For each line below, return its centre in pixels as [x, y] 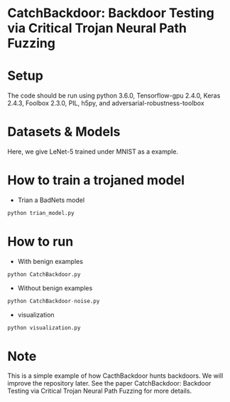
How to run [40, 242]
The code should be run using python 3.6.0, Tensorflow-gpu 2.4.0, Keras [114, 96]
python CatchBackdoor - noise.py [54, 301]
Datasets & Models [64, 132]
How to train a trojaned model [96, 180]
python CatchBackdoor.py [44, 274]
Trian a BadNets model [51, 200]
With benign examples [50, 261]
